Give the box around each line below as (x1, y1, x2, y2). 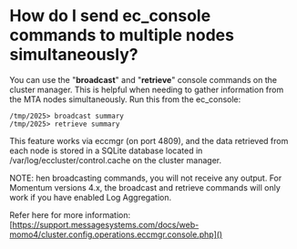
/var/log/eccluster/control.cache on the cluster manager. (9, 154, 221, 165)
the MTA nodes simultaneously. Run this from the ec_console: (9, 93, 241, 105)
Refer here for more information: (9, 209, 130, 220)
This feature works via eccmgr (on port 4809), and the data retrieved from (9, 135, 289, 146)
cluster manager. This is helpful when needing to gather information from (9, 84, 284, 95)
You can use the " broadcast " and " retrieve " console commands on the (9, 74, 278, 85)
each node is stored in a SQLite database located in (9, 145, 203, 156)
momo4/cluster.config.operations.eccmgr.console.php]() (9, 229, 223, 240)
